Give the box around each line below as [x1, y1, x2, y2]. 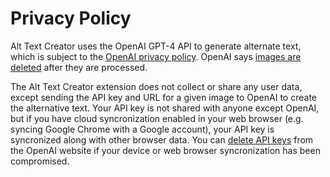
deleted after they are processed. [10, 61, 148, 73]
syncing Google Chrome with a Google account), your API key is [10, 123, 275, 135]
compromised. [10, 155, 70, 167]
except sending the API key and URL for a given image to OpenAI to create [10, 91, 317, 103]
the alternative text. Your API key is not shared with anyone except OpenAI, [10, 102, 320, 114]
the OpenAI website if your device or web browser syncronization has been [10, 144, 321, 156]
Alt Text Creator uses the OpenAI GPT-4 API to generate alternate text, [10, 40, 302, 52]
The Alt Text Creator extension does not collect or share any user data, [10, 80, 303, 92]
